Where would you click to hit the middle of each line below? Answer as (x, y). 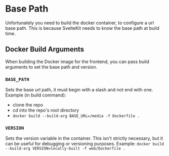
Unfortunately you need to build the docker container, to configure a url (80, 23)
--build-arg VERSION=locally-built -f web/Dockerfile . (65, 149)
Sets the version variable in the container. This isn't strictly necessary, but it (84, 138)
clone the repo (28, 105)
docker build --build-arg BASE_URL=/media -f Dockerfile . (76, 116)
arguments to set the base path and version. (51, 67)
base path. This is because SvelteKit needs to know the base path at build (82, 28)
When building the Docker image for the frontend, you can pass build (77, 62)
